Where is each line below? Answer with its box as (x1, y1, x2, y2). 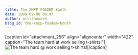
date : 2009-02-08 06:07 (5, 12, 54, 17)
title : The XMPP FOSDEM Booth (5, 7, 67, 12)
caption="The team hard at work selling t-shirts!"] (5, 39, 106, 45)
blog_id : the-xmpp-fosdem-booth (5, 20, 71, 26)
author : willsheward (5, 16, 47, 21)
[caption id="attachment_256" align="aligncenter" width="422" (5, 34, 134, 40)
